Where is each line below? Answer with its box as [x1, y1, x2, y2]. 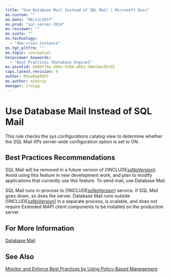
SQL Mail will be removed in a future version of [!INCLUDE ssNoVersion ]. [5, 167, 157, 173]
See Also [5, 252, 34, 261]
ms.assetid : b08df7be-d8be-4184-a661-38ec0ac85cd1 [5, 64, 115, 69]
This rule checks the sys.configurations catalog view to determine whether [5, 133, 163, 139]
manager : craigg [5, 83, 40, 88]
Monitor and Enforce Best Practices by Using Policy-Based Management [5, 266, 158, 272]
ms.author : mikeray [5, 79, 47, 84]
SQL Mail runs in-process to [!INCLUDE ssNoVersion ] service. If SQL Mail [5, 187, 158, 194]
